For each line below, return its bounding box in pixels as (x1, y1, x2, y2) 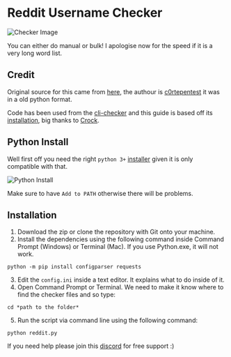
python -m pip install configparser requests (7, 264, 141, 271)
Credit (7, 69, 35, 81)
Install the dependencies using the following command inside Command (17, 235, 225, 243)
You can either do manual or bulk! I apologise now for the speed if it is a (7, 41, 213, 50)
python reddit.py (7, 330, 58, 337)
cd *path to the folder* (7, 304, 79, 311)
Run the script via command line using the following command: (17, 316, 198, 325)
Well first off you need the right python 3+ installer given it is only (7, 155, 193, 163)
